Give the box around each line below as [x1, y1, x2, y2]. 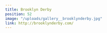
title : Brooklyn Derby [5, 7, 52, 12]
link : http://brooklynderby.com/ [5, 20, 74, 26]
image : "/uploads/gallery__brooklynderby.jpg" [5, 16, 103, 21]
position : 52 [5, 12, 32, 16]
